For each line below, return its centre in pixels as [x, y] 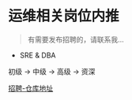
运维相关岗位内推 [64, 16]
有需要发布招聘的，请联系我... [75, 39]
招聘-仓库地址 [31, 88]
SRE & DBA [38, 55]
